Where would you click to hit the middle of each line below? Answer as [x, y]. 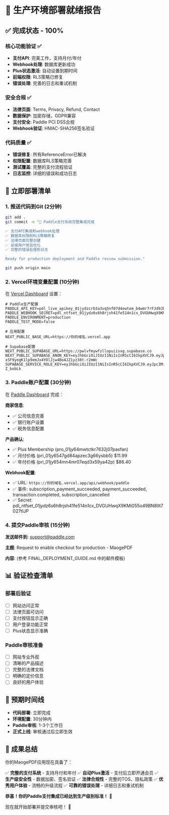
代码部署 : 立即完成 [31, 713]
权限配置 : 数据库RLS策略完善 [42, 161]
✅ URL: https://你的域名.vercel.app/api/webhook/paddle [71, 482]
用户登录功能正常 [30, 624]
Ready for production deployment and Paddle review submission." [75, 259]
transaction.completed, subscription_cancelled [61, 494]
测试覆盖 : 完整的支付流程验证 [43, 167]
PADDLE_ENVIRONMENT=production [38, 318]
